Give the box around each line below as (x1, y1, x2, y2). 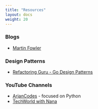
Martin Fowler (12, 45, 42, 51)
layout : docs (5, 12, 33, 17)
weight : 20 (5, 17, 28, 22)
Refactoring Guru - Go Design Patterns (12, 69, 93, 75)
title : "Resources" (5, 7, 46, 13)
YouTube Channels (5, 81, 52, 88)
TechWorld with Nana (12, 98, 57, 104)
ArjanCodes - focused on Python (12, 93, 81, 99)
